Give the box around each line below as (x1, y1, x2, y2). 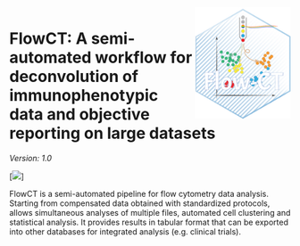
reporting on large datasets (9, 123, 216, 143)
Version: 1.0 (9, 152, 52, 163)
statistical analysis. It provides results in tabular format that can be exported (9, 217, 288, 227)
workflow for (95, 47, 193, 68)
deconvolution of (9, 67, 138, 86)
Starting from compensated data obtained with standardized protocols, (9, 198, 271, 209)
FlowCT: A (9, 29, 87, 49)
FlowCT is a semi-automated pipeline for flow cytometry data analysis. (9, 188, 270, 199)
